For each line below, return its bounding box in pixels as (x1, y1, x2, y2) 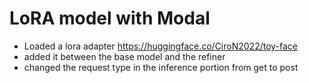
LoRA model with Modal (9, 7, 211, 30)
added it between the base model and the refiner (23, 50, 226, 62)
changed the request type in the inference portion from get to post (23, 61, 299, 73)
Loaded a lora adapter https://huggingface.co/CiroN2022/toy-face (23, 40, 299, 52)
